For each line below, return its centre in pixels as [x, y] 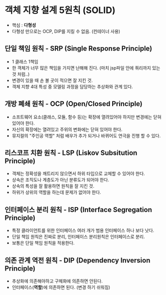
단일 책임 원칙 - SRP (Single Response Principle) [79, 49]
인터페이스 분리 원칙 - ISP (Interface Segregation [79, 210]
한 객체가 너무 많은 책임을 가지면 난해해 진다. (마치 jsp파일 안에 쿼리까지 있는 [86, 67]
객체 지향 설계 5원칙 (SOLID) [60, 10]
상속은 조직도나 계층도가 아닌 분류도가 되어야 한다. [60, 180]
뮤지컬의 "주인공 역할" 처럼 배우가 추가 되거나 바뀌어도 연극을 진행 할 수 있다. [86, 135]
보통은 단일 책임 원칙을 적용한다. [43, 243]
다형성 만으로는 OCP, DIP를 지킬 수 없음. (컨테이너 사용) [66, 31]
